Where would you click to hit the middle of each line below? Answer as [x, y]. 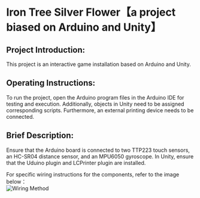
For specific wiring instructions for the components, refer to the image [93, 174]
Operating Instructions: [51, 83]
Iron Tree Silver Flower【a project [91, 12]
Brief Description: [40, 136]
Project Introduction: [46, 49]
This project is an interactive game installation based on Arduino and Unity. [99, 64]
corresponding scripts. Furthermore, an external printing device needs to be [100, 110]
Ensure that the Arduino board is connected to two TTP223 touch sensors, [98, 150]
